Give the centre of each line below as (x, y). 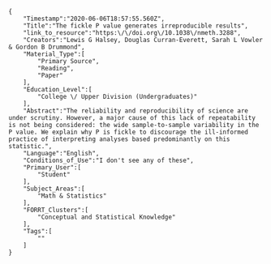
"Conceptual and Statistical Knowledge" (107, 217)
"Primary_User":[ (52, 168)
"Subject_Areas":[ (54, 189)
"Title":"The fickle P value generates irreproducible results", (136, 26)
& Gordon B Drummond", (47, 47)
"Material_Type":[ (54, 54)
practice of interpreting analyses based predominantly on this (119, 139)
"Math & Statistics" (72, 196)
